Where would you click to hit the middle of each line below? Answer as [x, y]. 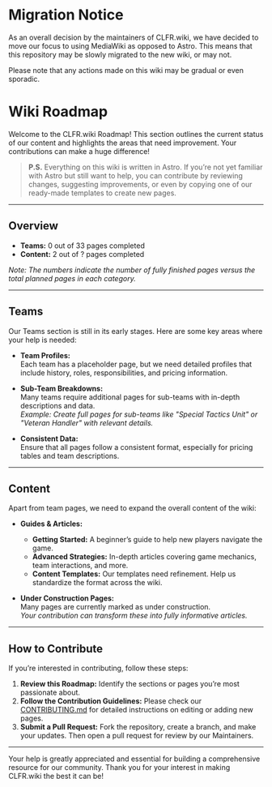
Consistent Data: [49, 438]
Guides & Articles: [51, 524]
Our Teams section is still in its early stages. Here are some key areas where [136, 331]
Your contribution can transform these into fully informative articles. [134, 616]
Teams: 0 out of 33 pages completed [83, 246]
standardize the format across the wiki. [98, 583]
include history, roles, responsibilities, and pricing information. [124, 372]
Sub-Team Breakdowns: [62, 388]
